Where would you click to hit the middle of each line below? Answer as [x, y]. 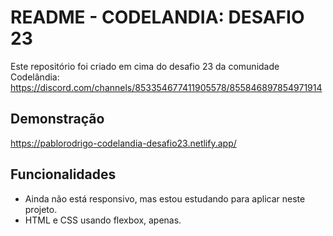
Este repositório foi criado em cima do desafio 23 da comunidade [145, 66]
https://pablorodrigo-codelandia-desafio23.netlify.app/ [123, 143]
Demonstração [57, 119]
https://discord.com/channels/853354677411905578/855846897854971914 [166, 87]
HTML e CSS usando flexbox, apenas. [103, 220]
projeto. [41, 209]
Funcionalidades [63, 174]
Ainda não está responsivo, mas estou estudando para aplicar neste [165, 198]
